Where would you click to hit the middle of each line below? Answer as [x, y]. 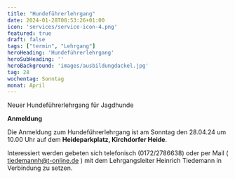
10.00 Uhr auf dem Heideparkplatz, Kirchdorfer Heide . [87, 140]
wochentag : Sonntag [36, 79]
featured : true [29, 33]
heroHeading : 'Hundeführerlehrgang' [61, 53]
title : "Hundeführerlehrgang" [52, 14]
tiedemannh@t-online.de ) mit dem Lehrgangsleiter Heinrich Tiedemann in [115, 161]
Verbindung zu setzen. [40, 168]
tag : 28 [19, 72]
